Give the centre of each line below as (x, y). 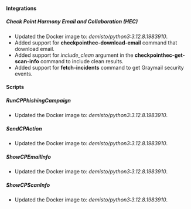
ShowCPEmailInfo (29, 157)
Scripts (15, 87)
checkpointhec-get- (160, 55)
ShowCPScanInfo (28, 185)
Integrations (21, 8)
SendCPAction (24, 128)
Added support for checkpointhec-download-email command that (96, 42)
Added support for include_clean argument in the (74, 55)
